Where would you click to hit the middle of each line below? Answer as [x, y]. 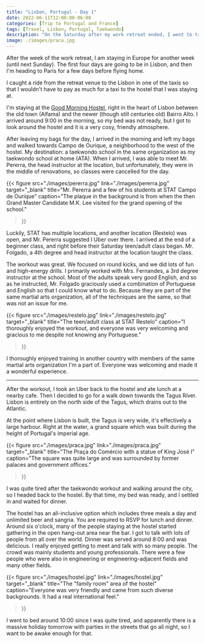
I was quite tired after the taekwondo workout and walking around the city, [100, 488]
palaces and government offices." [49, 465]
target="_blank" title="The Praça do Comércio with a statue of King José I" [101, 452]
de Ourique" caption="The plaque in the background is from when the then [101, 196]
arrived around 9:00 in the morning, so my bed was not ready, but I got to [99, 121]
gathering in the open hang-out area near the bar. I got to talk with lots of [98, 533]
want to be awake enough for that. [49, 633]
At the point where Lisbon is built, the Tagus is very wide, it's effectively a [99, 420]
